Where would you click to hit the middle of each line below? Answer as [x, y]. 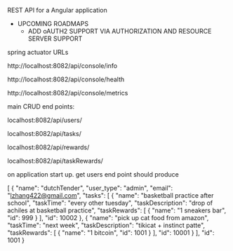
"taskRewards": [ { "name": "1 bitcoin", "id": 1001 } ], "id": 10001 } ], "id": [111, 233]
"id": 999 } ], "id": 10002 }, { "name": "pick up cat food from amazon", [108, 218]
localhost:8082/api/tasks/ [45, 134]
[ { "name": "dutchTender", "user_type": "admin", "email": [90, 188]
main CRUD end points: [41, 107]
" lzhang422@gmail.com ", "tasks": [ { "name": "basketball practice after [111, 195]
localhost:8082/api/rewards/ [48, 147]
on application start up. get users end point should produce [93, 174]
